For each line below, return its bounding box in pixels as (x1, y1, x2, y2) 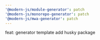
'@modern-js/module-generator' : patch (5, 7, 85, 12)
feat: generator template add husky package (5, 30, 96, 36)
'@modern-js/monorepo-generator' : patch (5, 12, 90, 17)
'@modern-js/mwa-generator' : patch (5, 16, 78, 21)
